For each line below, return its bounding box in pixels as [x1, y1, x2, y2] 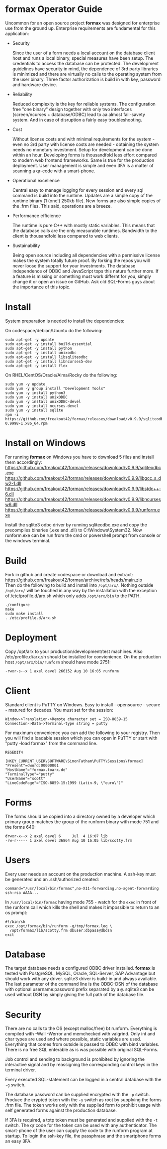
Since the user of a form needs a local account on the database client [12, 50, 155, 56]
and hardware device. [12, 81, 57, 88]
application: [5, 30, 29, 36]
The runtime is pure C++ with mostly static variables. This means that [12, 222, 155, 228]
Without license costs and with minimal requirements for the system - [12, 136, 155, 142]
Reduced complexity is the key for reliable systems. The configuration [12, 101, 156, 107]
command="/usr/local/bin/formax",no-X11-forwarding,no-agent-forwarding [5, 886, 159, 891]
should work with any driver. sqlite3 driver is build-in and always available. [5, 976, 158, 982]
